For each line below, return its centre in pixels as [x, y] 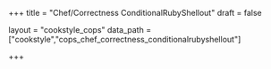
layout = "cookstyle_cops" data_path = [80, 30]
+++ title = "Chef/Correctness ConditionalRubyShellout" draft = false [135, 13]
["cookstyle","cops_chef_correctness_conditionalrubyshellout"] [125, 39]
